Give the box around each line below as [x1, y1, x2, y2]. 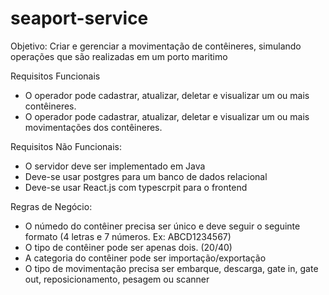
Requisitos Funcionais [10, 70, 101, 82]
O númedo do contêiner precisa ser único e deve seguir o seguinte [24, 220, 301, 232]
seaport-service [10, 7, 149, 30]
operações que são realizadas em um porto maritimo [10, 50, 228, 62]
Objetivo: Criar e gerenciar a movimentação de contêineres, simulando [10, 40, 302, 52]
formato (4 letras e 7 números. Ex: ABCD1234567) [24, 230, 232, 242]
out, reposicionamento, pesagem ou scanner [24, 273, 210, 285]
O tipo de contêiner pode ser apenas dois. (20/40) [24, 241, 233, 253]
